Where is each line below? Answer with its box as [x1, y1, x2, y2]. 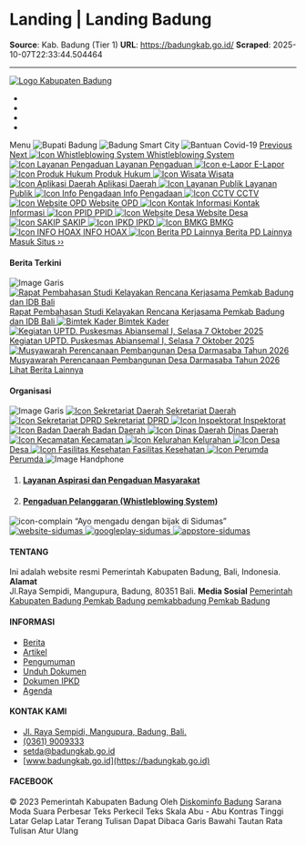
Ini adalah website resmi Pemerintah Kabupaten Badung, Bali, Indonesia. [9, 566, 280, 577]
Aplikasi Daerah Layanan [97, 178, 278, 188]
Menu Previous [9, 139, 293, 150]
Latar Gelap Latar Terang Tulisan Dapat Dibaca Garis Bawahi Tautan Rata [9, 815, 283, 826]
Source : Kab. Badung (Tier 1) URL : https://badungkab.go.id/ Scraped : [9, 39, 271, 50]
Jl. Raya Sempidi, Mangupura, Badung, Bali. [22, 726, 187, 737]
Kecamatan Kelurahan [81, 434, 231, 445]
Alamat [9, 576, 38, 587]
